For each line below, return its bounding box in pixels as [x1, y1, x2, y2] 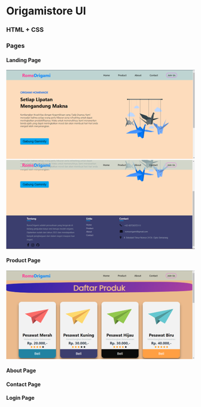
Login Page [6, 394, 35, 402]
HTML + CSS [6, 26, 44, 34]
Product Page [6, 257, 41, 264]
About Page [6, 367, 36, 374]
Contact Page [6, 381, 41, 388]
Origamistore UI [6, 4, 86, 18]
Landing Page [6, 56, 41, 63]
